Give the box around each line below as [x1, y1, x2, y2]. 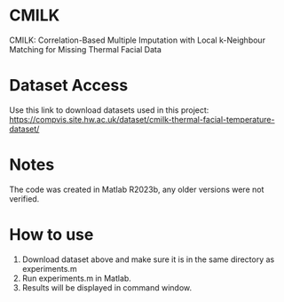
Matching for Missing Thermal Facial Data [9, 44, 162, 54]
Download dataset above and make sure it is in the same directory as [21, 254, 275, 265]
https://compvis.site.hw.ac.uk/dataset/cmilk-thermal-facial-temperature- [9, 114, 275, 124]
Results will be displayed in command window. [21, 282, 193, 293]
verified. [9, 193, 40, 204]
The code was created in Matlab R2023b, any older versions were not [9, 184, 264, 195]
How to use [9, 225, 94, 244]
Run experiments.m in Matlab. [21, 273, 131, 283]
